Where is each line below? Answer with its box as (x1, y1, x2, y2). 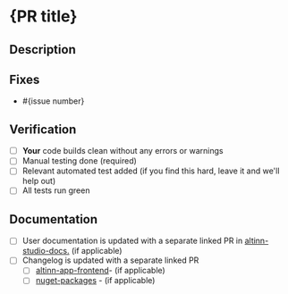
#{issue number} (21, 96, 85, 106)
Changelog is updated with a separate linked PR (21, 255, 199, 265)
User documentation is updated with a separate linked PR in (21, 235, 243, 247)
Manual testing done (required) (21, 155, 137, 166)
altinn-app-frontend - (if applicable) (35, 265, 165, 276)
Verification (9, 122, 77, 137)
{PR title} (9, 6, 78, 27)
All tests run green (21, 185, 90, 196)
